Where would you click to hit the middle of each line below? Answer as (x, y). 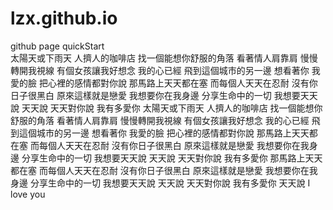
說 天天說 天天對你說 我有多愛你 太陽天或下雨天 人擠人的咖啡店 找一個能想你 (166, 108)
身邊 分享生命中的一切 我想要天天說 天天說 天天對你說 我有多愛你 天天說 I (160, 183)
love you (28, 194)
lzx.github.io (64, 18)
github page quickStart (57, 46)
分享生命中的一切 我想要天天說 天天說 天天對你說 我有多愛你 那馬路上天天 (172, 158)
